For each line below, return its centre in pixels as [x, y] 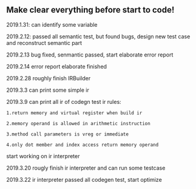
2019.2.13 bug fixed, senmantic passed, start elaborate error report [90, 55]
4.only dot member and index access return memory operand [83, 145]
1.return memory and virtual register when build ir [74, 113]
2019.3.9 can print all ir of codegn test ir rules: [64, 101]
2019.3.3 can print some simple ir [48, 90]
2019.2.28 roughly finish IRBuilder [49, 78]
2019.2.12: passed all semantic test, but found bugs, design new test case [98, 36]
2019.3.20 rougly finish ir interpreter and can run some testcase [86, 168]
